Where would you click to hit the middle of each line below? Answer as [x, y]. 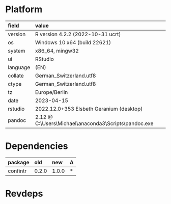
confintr [17, 171]
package [19, 162]
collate [16, 75]
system [17, 50]
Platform [24, 9]
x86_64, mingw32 [57, 50]
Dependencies [37, 146]
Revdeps [24, 194]
